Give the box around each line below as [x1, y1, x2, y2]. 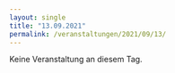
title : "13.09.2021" [9, 21, 87, 30]
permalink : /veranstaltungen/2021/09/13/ [9, 29, 167, 38]
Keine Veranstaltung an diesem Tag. [9, 54, 143, 65]
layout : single [9, 12, 66, 22]
